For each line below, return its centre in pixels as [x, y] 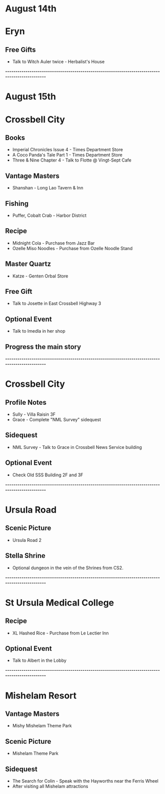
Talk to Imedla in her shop [39, 331]
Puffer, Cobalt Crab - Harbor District [49, 215]
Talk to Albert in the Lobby [39, 661]
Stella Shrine [25, 556]
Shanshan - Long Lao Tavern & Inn [48, 188]
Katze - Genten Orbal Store [40, 276]
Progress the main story [43, 347]
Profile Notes [26, 402]
